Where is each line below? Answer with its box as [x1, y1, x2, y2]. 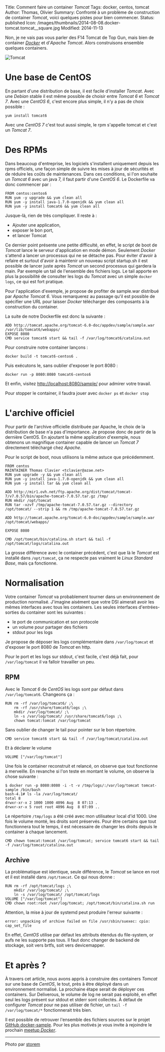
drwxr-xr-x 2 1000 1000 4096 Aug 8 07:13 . [5, 800, 98, 805]
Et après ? [5, 960, 47, 971]
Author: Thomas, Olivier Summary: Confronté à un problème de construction [5, 9, 160, 15]
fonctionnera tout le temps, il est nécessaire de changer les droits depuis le [5, 823, 157, 829]
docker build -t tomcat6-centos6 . [5, 354, 78, 359]
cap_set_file [5, 923, 32, 929]
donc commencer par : [5, 181, 52, 187]
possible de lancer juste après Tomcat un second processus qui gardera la [5, 263, 156, 269]
